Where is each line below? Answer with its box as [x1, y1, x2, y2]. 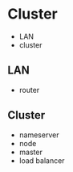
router [18, 85, 40, 94]
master [18, 147, 43, 157]
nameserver [18, 130, 59, 140]
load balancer [18, 155, 65, 166]
